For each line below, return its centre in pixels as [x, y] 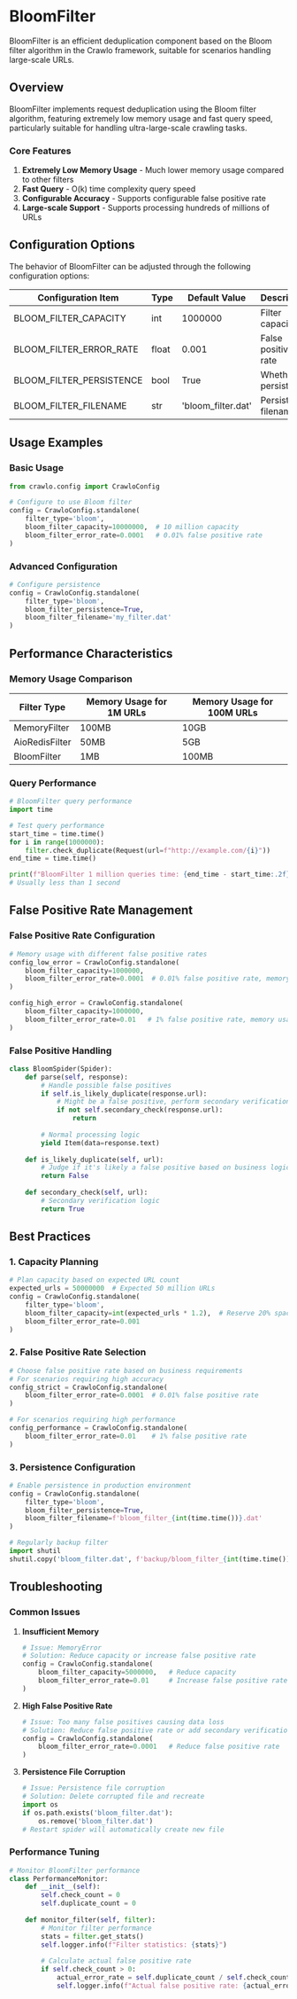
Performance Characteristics [91, 653]
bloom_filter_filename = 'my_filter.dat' [99, 618]
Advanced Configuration [63, 566]
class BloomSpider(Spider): [61, 1069]
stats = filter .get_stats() [92, 1936]
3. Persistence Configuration [72, 1467]
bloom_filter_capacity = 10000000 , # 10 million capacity [132, 527]
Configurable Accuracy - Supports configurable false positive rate [144, 199]
